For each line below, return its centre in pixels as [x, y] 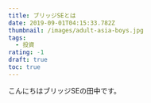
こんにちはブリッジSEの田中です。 [64, 90]
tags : [17, 38]
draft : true [28, 60]
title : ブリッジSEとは [42, 15]
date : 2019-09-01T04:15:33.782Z [62, 23]
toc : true [25, 67]
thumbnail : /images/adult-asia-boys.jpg [76, 30]
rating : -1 [26, 52]
